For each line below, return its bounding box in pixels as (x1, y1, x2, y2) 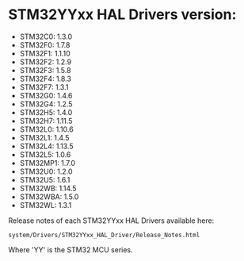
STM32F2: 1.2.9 (19, 57, 72, 67)
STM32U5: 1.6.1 (19, 175, 71, 184)
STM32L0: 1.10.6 (19, 125, 74, 134)
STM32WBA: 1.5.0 (19, 192, 79, 202)
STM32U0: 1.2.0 (19, 167, 73, 176)
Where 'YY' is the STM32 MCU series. (8, 244, 133, 255)
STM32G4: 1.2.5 (19, 99, 73, 109)
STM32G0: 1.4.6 (19, 90, 73, 100)
